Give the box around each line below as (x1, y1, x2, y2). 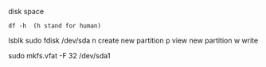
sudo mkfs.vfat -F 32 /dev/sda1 (8, 51, 111, 60)
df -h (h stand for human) (8, 22, 102, 30)
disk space (8, 7, 45, 16)
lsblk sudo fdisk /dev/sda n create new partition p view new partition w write (8, 35, 259, 45)
